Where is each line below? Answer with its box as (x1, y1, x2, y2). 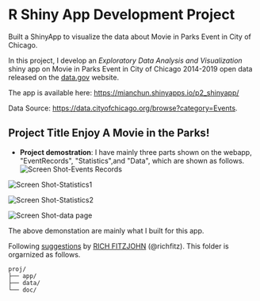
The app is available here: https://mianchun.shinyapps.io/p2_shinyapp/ (8, 87, 239, 97)
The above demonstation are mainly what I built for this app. (8, 226, 205, 235)
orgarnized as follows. (8, 249, 81, 259)
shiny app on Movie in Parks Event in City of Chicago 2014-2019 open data (8, 64, 253, 73)
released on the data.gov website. (8, 72, 120, 82)
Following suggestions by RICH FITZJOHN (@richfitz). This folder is (8, 241, 229, 251)
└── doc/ (8, 286, 37, 294)
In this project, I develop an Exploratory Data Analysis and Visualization (8, 56, 243, 65)
